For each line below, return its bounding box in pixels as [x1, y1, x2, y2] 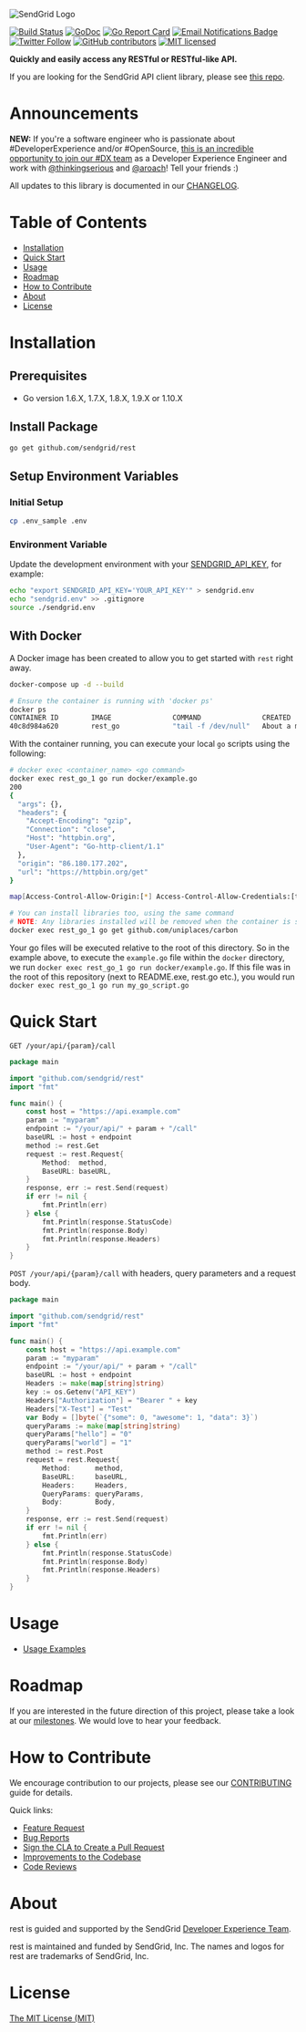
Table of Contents [9, 213, 148, 233]
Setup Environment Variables [9, 468, 179, 483]
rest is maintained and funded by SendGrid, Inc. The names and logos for [9, 1941, 285, 1952]
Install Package [9, 420, 98, 435]
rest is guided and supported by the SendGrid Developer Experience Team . [9, 1923, 291, 1934]
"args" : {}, [17, 799, 64, 809]
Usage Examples [22, 1643, 87, 1654]
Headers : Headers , [42, 1480, 128, 1490]
